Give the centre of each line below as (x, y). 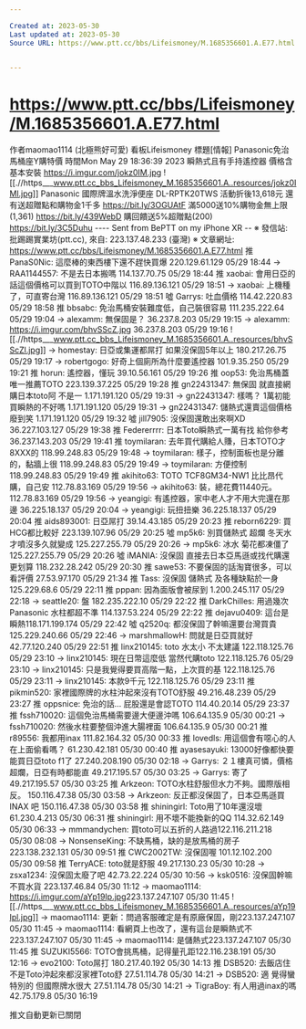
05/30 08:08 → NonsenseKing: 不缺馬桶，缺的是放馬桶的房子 (125, 841)
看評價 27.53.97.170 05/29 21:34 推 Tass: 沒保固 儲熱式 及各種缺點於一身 (144, 578)
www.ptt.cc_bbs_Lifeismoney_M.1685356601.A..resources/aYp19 (174, 907)
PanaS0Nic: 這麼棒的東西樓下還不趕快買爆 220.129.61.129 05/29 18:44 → (145, 262)
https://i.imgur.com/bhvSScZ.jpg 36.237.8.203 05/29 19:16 (119, 330)
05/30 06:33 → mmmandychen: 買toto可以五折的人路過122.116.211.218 (141, 829)
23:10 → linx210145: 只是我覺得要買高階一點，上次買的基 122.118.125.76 (143, 670)
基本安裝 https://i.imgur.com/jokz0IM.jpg (86, 173)
